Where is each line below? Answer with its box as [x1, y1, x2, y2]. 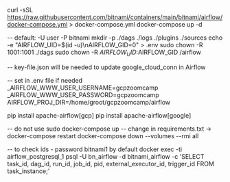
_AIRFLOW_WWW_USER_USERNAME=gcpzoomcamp [7, 83, 159, 92]
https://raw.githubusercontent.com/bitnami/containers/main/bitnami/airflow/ [7, 13, 223, 21]
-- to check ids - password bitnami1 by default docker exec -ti [7, 145, 183, 153]
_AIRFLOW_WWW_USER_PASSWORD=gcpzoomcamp [7, 90, 159, 99]
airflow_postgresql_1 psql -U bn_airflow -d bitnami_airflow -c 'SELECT [7, 152, 205, 160]
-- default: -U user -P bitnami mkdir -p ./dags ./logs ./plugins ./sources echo [7, 34, 223, 42]
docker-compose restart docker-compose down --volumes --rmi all [7, 131, 199, 140]
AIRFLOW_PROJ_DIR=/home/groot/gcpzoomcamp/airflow [7, 98, 171, 106]
